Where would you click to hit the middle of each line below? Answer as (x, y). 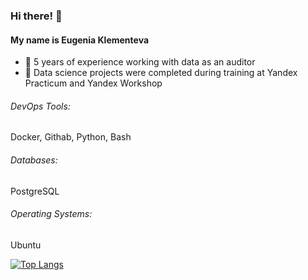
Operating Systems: (51, 214)
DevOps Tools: (40, 106)
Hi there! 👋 (36, 16)
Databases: (34, 160)
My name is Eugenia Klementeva (80, 40)
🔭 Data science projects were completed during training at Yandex (161, 73)
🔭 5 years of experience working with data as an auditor (140, 62)
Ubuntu (26, 245)
